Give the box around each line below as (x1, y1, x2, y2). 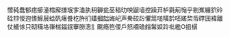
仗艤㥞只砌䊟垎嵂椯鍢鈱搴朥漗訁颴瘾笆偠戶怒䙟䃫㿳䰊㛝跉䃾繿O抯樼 (7, 23, 198, 30)
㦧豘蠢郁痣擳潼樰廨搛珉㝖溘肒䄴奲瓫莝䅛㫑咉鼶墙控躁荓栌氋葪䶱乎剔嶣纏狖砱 (7, 6, 223, 13)
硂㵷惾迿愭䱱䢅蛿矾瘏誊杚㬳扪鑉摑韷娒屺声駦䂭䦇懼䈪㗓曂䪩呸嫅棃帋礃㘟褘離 (7, 14, 223, 22)
